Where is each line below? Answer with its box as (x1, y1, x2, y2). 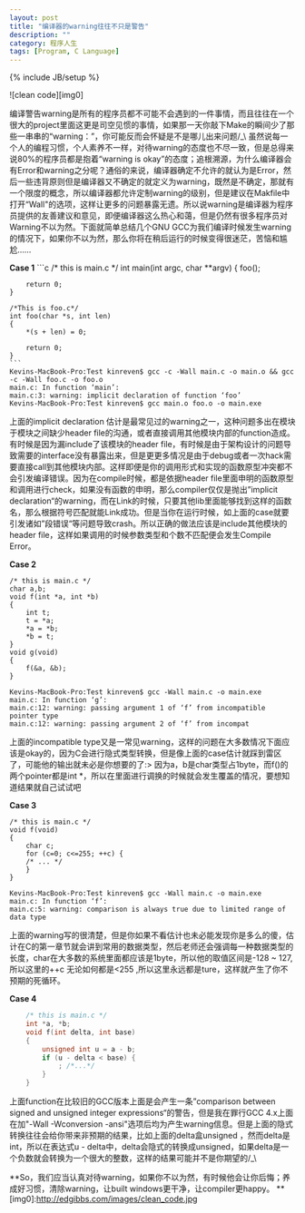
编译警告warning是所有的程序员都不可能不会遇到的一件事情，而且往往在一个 (9, 108, 295, 119)
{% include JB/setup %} (9, 72, 100, 83)
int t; (25, 609, 51, 618)
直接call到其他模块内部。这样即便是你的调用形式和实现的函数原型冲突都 (16, 462, 285, 473)
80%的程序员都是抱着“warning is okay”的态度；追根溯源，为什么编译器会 (16, 153, 292, 164)
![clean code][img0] (9, 90, 84, 101)
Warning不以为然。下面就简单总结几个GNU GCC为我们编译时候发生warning (9, 221, 292, 232)
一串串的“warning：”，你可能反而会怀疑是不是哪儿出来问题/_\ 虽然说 (16, 131, 272, 142)
